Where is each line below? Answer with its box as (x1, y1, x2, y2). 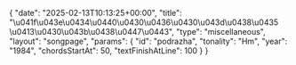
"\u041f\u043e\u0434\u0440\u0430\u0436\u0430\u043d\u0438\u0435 (9, 17, 279, 28)
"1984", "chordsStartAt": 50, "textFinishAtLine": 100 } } (9, 45, 209, 56)
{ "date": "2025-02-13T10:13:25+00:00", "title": (9, 8, 182, 18)
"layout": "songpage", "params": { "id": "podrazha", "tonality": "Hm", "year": (9, 36, 288, 46)
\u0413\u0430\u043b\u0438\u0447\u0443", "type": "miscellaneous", (9, 27, 266, 37)
